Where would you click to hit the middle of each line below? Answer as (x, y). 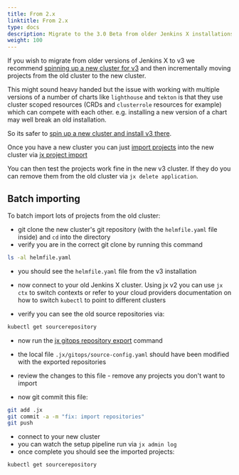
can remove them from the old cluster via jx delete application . (103, 176)
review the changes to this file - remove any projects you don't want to (121, 375)
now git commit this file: (53, 397)
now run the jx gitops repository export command (90, 340)
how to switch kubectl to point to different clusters (91, 300)
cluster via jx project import (47, 155)
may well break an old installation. (57, 120)
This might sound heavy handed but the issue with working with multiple (113, 90)
